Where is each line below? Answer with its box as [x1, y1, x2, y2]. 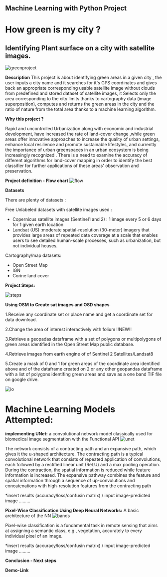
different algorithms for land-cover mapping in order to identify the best [5, 158, 153, 164]
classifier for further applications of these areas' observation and [5, 163, 139, 169]
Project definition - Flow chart [5, 178, 69, 184]
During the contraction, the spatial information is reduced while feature [5, 467, 151, 473]
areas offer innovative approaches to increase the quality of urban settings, [5, 136, 160, 142]
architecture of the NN [5, 513, 51, 519]
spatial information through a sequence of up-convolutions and [5, 478, 135, 484]
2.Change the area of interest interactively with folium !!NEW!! [5, 326, 132, 333]
